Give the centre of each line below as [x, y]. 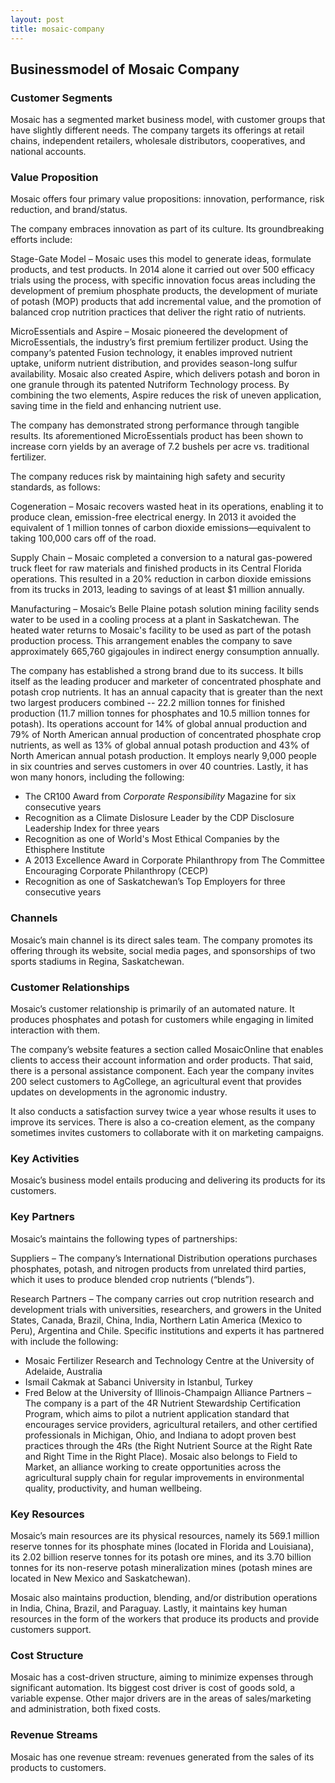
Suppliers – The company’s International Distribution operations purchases [164, 1258]
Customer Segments [61, 98]
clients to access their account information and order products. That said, [162, 1060]
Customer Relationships [70, 987]
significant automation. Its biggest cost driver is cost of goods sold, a [153, 1688]
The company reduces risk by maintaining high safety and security [148, 477]
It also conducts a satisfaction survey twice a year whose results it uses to [163, 1112]
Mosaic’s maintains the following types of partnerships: [124, 1238]
